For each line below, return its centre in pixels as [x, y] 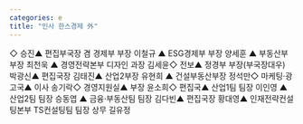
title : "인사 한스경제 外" [54, 26]
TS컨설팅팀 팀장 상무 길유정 [82, 110]
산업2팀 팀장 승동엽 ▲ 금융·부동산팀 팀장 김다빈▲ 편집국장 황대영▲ [129, 98]
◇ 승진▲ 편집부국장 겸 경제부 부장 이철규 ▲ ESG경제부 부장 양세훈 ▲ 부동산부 [149, 53]
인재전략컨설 [272, 98]
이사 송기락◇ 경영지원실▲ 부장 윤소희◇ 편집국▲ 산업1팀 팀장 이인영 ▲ [161, 87]
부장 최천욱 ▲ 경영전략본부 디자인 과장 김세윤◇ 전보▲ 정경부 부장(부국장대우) [147, 64]
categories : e [36, 18]
